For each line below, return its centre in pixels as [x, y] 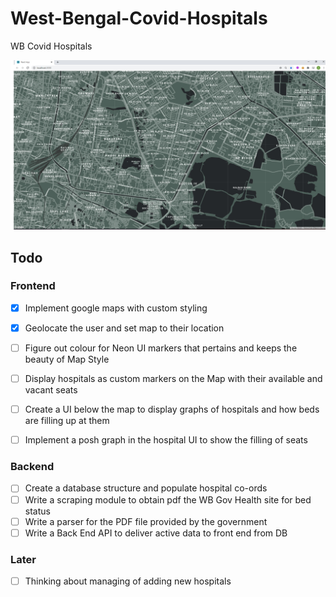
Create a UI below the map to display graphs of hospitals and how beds [172, 409]
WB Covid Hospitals [51, 46]
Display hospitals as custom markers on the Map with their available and [173, 378]
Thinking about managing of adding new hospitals [128, 581]
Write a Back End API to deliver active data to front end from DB [156, 533]
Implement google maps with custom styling [116, 308]
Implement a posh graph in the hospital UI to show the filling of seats [166, 440]
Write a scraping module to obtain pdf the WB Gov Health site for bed [168, 499]
